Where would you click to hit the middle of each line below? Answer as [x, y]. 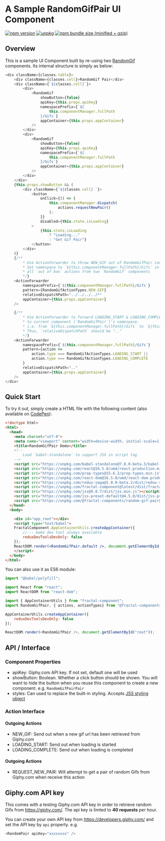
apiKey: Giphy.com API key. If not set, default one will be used [75, 673]
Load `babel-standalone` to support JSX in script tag [80, 455]
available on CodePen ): [29, 414]
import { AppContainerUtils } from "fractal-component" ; [65, 601]
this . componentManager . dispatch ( [83, 203]
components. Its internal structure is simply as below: [59, 66]
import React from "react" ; [34, 587]
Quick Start [23, 397]
